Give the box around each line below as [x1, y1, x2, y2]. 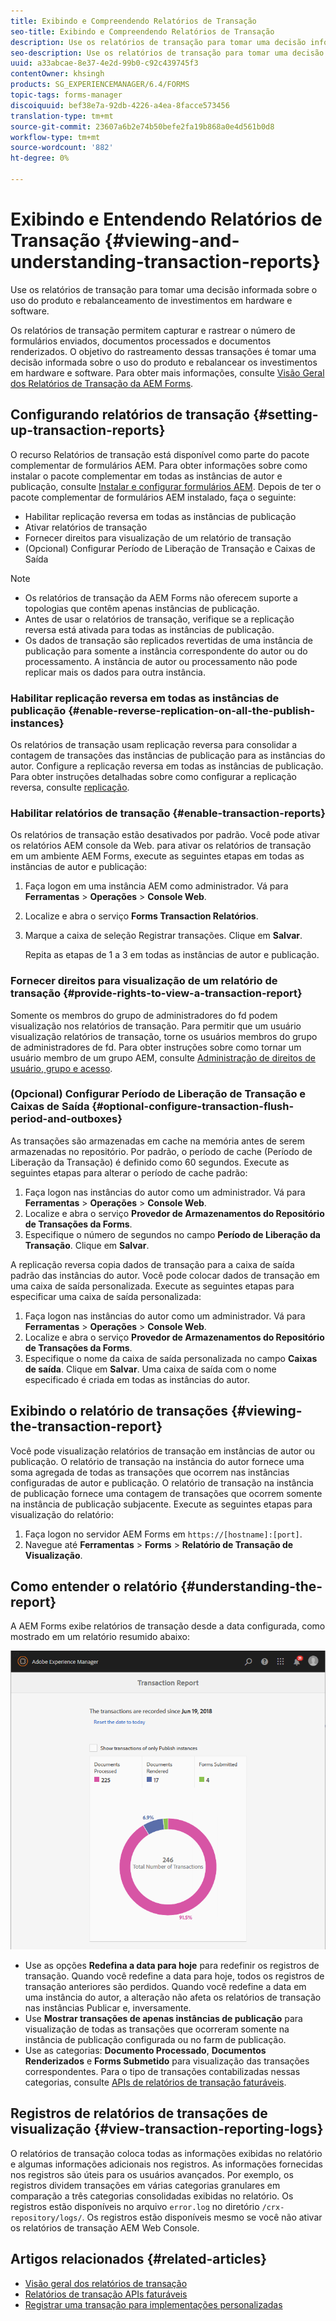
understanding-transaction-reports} [10, 251, 321, 274]
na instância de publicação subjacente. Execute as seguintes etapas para [10, 1498, 313, 1510]
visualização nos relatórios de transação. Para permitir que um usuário [10, 1020, 302, 1032]
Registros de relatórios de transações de [10, 2105, 268, 2122]
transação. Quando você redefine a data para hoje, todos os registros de [24, 1970, 325, 1982]
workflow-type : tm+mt [10, 132, 101, 142]
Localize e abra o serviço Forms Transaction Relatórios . [24, 910, 259, 922]
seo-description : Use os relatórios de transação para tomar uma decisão [10, 48, 325, 58]
